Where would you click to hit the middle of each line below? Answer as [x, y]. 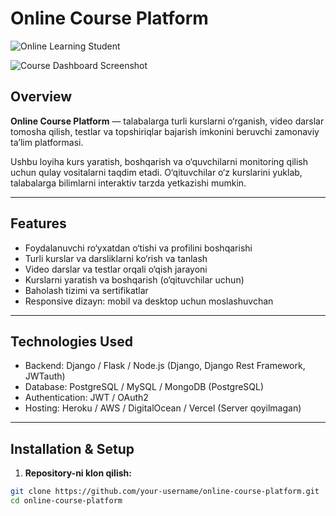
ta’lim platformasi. [47, 142]
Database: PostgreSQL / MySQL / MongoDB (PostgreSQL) [144, 387]
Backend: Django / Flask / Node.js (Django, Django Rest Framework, [165, 366]
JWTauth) [45, 376]
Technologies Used [71, 341]
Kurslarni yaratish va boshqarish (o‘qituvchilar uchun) [134, 279]
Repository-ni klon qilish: [78, 473]
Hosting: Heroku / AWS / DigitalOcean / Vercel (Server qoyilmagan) [163, 408]
